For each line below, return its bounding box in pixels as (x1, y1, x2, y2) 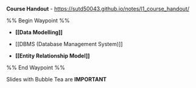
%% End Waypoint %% (6, 64, 65, 71)
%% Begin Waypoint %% (6, 17, 70, 24)
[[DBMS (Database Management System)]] (15, 41, 123, 47)
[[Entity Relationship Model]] (15, 52, 90, 59)
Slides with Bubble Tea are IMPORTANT (6, 76, 107, 83)
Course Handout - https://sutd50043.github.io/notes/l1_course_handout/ (6, 5, 190, 12)
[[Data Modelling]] (15, 29, 63, 36)
